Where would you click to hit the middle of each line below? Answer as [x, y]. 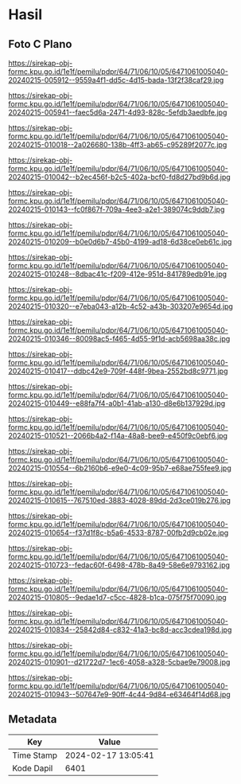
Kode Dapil [33, 768]
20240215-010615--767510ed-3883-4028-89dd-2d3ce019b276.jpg [119, 500]
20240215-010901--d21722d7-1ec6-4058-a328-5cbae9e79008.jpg [119, 662]
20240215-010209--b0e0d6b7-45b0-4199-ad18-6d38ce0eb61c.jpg [120, 242]
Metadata [33, 719]
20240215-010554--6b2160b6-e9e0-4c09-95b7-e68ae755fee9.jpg [120, 468]
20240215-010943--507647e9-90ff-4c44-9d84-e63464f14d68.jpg [119, 694]
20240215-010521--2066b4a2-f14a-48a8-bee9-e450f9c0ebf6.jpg [118, 436]
